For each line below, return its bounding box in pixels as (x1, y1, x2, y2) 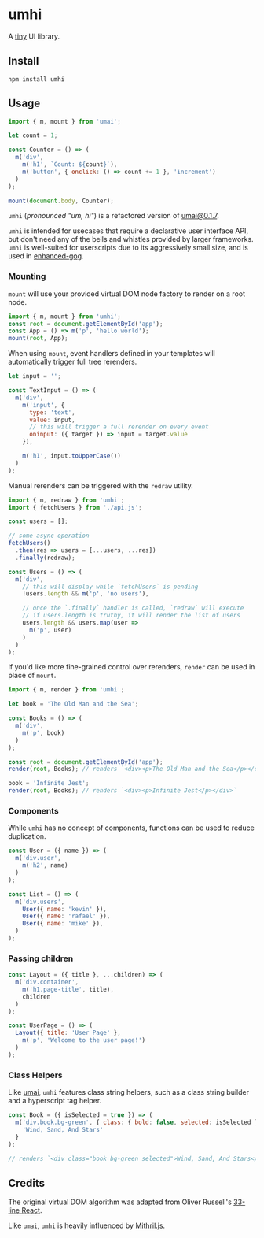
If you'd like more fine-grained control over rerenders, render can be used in (8, 662, 255, 672)
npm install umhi (8, 75, 65, 83)
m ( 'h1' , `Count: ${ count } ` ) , (22, 161, 118, 169)
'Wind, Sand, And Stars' (22, 1125, 104, 1133)
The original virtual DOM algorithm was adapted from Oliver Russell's (8, 1197, 232, 1206)
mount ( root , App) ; (8, 335, 68, 343)
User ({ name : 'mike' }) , (22, 920, 104, 928)
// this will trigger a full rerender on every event (28, 423, 210, 431)
